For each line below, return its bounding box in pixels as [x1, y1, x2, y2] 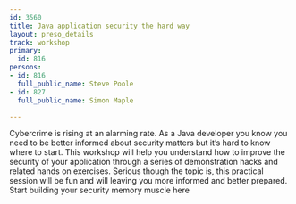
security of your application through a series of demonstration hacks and [9, 157, 279, 167]
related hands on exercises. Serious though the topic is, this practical [9, 166, 264, 176]
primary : [9, 46, 42, 55]
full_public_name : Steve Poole [17, 79, 134, 88]
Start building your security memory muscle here [9, 184, 190, 196]
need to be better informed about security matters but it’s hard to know [9, 137, 271, 148]
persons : [9, 63, 42, 72]
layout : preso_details [9, 29, 94, 38]
